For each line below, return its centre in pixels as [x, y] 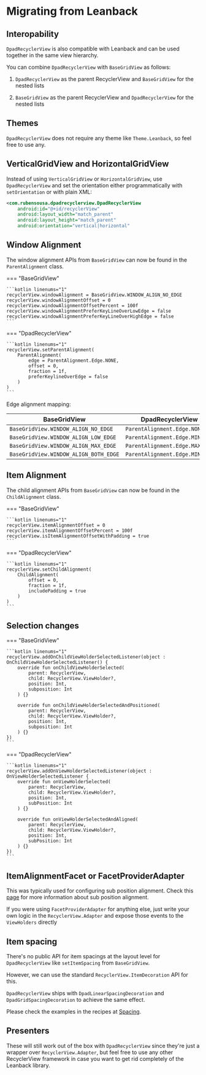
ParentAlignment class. [35, 266]
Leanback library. [28, 1065]
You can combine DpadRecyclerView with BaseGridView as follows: [89, 67]
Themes [22, 123]
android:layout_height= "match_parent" [67, 220]
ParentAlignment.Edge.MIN [163, 437]
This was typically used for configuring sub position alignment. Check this [100, 891]
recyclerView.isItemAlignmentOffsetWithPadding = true [78, 536]
